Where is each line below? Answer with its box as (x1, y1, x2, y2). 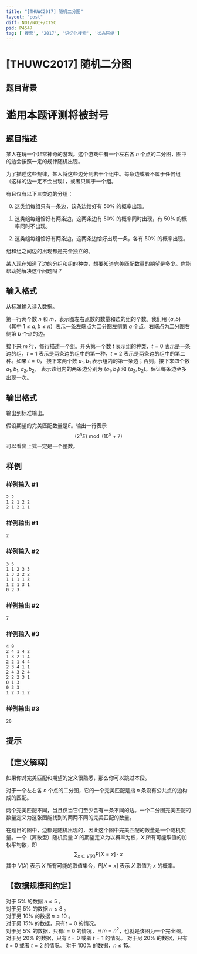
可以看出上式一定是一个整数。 (6, 442, 78, 450)
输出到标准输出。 (6, 409, 47, 416)
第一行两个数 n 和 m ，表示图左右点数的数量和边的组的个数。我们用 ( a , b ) (6, 315, 181, 322)
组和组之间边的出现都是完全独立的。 (6, 247, 94, 255)
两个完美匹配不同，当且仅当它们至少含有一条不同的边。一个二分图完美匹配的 (6, 806, 191, 814)
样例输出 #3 (6, 705, 40, 713)
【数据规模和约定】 (6, 881, 76, 891)
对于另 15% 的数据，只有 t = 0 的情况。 (6, 919, 100, 926)
